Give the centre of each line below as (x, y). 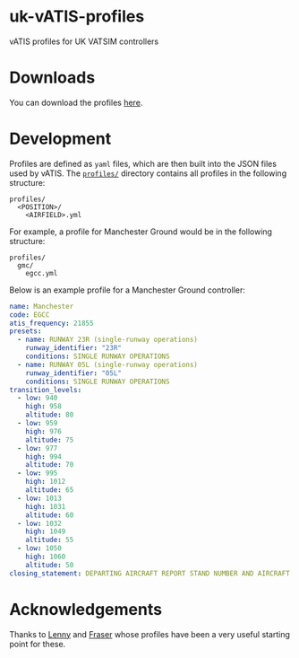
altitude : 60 (50, 515)
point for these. (38, 644)
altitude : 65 (50, 490)
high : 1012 (46, 482)
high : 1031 (46, 506)
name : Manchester (42, 306)
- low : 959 (38, 424)
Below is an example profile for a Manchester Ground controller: (128, 290)
